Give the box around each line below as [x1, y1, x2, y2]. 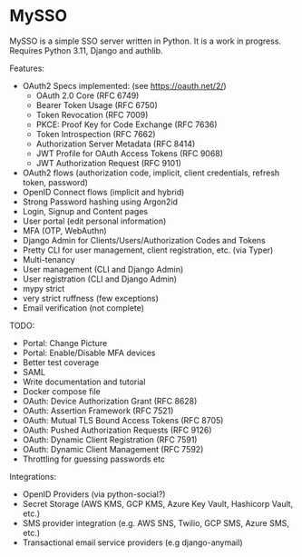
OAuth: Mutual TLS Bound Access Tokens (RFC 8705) [22, 414, 224, 425]
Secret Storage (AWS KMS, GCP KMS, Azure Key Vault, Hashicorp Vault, [22, 498, 294, 509]
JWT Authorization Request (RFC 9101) [35, 157, 181, 168]
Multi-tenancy [22, 254, 75, 264]
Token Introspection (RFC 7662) [35, 128, 156, 139]
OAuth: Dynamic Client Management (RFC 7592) [22, 443, 204, 454]
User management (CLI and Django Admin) [22, 264, 184, 274]
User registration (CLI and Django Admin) [22, 274, 178, 284]
